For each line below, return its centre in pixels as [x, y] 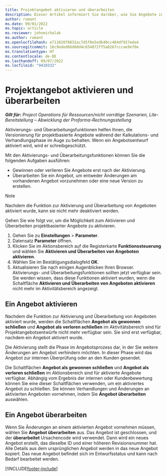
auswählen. [17, 399]
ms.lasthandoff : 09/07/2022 [34, 61]
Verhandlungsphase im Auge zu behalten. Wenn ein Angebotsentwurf [77, 140]
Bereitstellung [19, 120]
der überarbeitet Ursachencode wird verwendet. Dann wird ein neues [77, 438]
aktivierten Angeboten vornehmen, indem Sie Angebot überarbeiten [76, 394]
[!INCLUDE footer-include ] [32, 469]
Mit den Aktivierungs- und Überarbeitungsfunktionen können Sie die [75, 155]
